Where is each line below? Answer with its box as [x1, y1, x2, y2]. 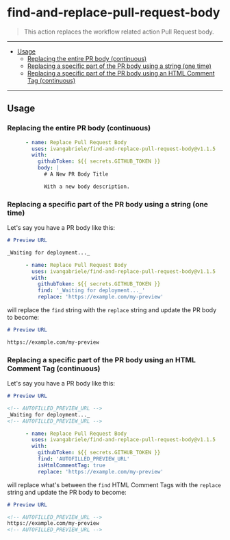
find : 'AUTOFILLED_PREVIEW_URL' [37, 456, 130, 462]
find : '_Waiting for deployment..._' [37, 287, 146, 294]
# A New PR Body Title [43, 171, 109, 178]
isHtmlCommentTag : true [37, 462, 106, 469]
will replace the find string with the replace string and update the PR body [7, 306, 217, 314]
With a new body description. [43, 183, 130, 190]
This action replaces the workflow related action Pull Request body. [23, 27, 214, 36]
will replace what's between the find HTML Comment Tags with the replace [7, 480, 221, 489]
